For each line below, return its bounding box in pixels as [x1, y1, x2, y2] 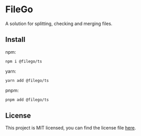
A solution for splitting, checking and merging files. [5, 20, 112, 27]
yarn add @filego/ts [5, 78, 50, 83]
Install [5, 35, 26, 44]
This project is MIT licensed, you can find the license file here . [5, 125, 136, 131]
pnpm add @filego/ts [5, 97, 50, 102]
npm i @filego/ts [5, 59, 42, 64]
